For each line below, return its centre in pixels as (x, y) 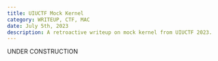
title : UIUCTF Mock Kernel (45, 13)
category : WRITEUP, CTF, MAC (49, 20)
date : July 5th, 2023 (38, 26)
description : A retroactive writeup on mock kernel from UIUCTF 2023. (110, 32)
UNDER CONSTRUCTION (43, 52)
